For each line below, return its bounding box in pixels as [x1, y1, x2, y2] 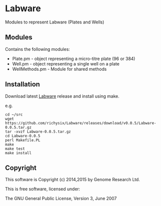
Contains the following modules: [5, 46, 70, 52]
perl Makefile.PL [5, 138, 41, 143]
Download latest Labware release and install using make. [5, 93, 120, 99]
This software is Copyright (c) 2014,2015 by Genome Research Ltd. [5, 177, 140, 183]
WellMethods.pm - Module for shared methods [12, 66, 107, 72]
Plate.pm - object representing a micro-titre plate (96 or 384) [12, 56, 136, 62]
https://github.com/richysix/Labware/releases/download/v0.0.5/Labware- [5, 121, 157, 125]
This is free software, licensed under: [5, 186, 80, 192]
